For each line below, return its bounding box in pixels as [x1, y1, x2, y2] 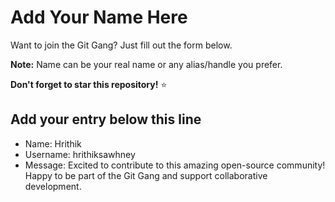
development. [24, 180, 82, 192]
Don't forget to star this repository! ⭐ [10, 78, 168, 90]
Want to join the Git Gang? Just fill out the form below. [10, 39, 233, 51]
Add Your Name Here [10, 6, 188, 29]
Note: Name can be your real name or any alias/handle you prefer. [10, 58, 283, 70]
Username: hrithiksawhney [24, 148, 136, 160]
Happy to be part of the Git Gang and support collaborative [24, 169, 268, 181]
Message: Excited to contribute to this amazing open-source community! [24, 159, 326, 171]
